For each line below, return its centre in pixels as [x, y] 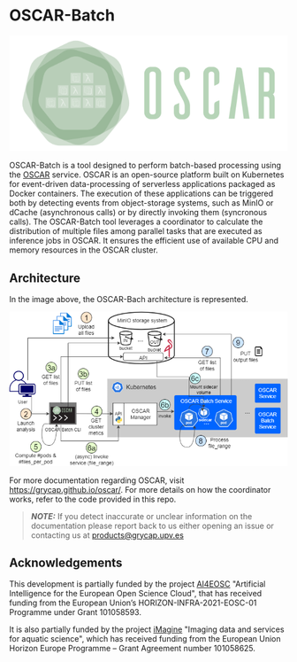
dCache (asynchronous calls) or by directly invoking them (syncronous [138, 213]
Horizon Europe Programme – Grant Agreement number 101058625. [133, 649]
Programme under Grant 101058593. [75, 612]
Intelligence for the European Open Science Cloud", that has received [136, 594]
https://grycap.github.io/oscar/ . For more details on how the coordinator [140, 489]
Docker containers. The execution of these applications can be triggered [141, 194]
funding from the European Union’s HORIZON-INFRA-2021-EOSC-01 [133, 603]
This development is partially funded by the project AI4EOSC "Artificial [137, 584]
